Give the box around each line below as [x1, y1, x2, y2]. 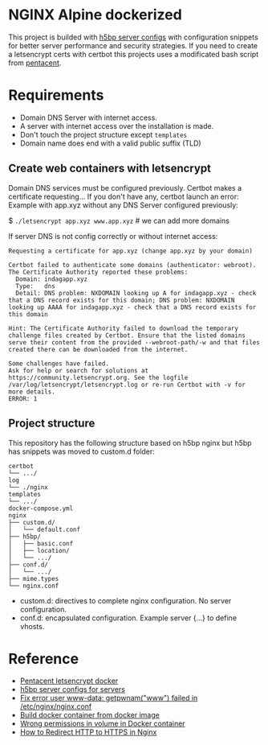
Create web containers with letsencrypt [8, 162, 211, 175]
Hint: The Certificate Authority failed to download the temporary [8, 324, 239, 332]
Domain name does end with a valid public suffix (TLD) [19, 138, 202, 148]
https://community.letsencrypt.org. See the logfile [8, 373, 189, 381]
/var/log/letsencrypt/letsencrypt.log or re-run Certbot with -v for [8, 381, 246, 389]
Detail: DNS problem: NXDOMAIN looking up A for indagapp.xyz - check [15, 289, 257, 297]
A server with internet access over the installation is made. [19, 121, 214, 130]
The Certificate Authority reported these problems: [8, 268, 189, 276]
